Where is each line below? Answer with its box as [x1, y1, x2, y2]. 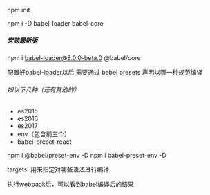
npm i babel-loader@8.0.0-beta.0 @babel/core [7, 53, 141, 62]
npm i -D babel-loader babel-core [7, 19, 104, 27]
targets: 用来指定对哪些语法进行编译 [7, 165, 110, 174]
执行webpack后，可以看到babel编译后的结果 [7, 180, 134, 189]
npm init [7, 6, 30, 14]
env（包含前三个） [17, 130, 70, 138]
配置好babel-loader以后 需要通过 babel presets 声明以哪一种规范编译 [7, 68, 203, 76]
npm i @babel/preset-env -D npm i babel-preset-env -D [7, 151, 167, 160]
